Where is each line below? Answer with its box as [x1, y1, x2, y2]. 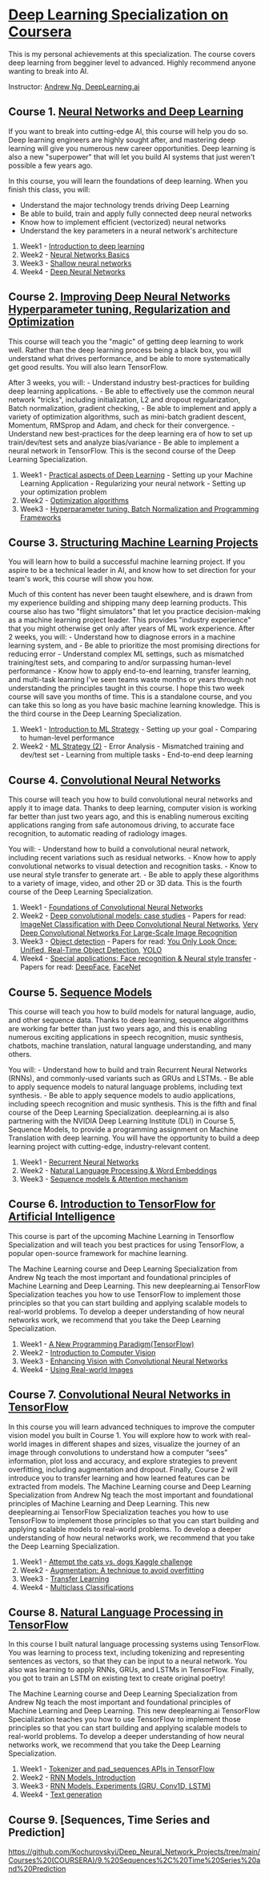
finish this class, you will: [8, 185, 90, 194]
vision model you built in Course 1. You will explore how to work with [8, 1430, 234, 1440]
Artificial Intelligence [8, 1210, 115, 1224]
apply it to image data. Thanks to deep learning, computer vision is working [8, 803, 257, 813]
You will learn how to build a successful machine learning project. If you [8, 557, 246, 567]
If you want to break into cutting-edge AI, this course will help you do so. [8, 126, 248, 136]
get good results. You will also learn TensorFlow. [8, 362, 168, 372]
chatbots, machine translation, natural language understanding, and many [8, 1041, 252, 1050]
